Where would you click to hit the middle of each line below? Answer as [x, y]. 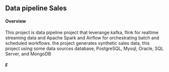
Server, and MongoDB [28, 54]
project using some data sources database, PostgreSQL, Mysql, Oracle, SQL [84, 48]
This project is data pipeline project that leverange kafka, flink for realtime [82, 32]
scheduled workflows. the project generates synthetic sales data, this [77, 43]
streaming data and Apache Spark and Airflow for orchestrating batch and [82, 38]
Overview [16, 21]
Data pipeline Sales [36, 8]
